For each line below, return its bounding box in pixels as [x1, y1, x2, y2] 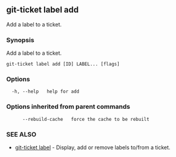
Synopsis [6, 35, 34, 44]
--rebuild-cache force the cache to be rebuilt [22, 116, 149, 122]
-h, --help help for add [11, 88, 80, 95]
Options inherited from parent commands [6, 102, 131, 111]
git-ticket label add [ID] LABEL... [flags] [6, 61, 120, 67]
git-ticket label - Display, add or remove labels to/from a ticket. [14, 144, 171, 151]
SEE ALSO [6, 130, 37, 138]
